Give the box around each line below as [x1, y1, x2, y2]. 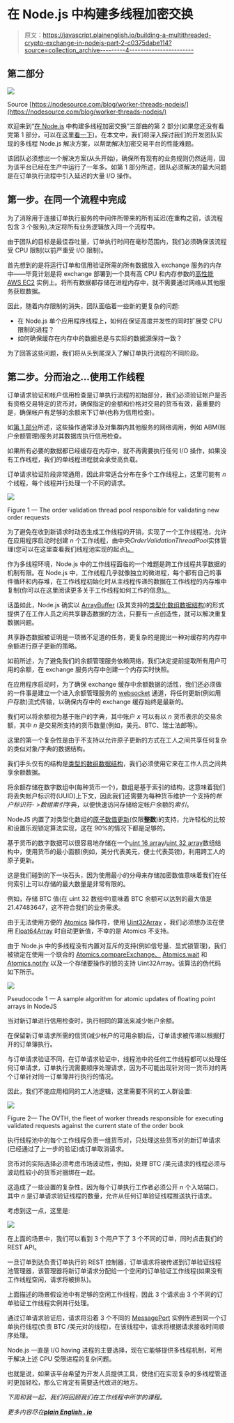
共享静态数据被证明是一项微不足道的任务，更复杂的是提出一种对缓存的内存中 [7, 633, 227, 641]
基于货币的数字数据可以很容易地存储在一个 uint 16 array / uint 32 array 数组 [7, 839, 215, 847]
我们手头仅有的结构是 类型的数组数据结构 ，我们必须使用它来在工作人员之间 [7, 759, 221, 768]
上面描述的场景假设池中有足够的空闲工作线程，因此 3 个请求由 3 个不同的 [7, 1291, 217, 1299]
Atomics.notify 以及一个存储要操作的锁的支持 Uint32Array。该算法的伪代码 [7, 959, 221, 968]
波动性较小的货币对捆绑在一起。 [7, 1169, 99, 1177]
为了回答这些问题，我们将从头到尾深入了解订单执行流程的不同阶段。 [7, 349, 203, 357]
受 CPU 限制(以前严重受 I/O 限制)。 [7, 245, 108, 254]
